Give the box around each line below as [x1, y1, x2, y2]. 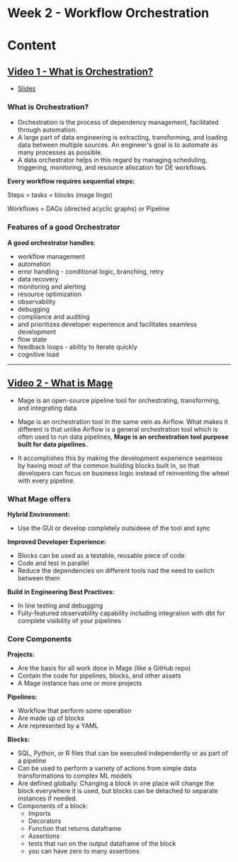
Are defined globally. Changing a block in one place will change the [17, 779, 215, 788]
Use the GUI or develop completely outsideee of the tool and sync [17, 523, 211, 532]
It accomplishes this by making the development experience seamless [17, 454, 223, 462]
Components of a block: [17, 802, 89, 810]
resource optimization [17, 289, 82, 298]
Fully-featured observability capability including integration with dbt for [17, 608, 225, 617]
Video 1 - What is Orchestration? [7, 65, 154, 77]
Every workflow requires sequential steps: [7, 177, 135, 186]
